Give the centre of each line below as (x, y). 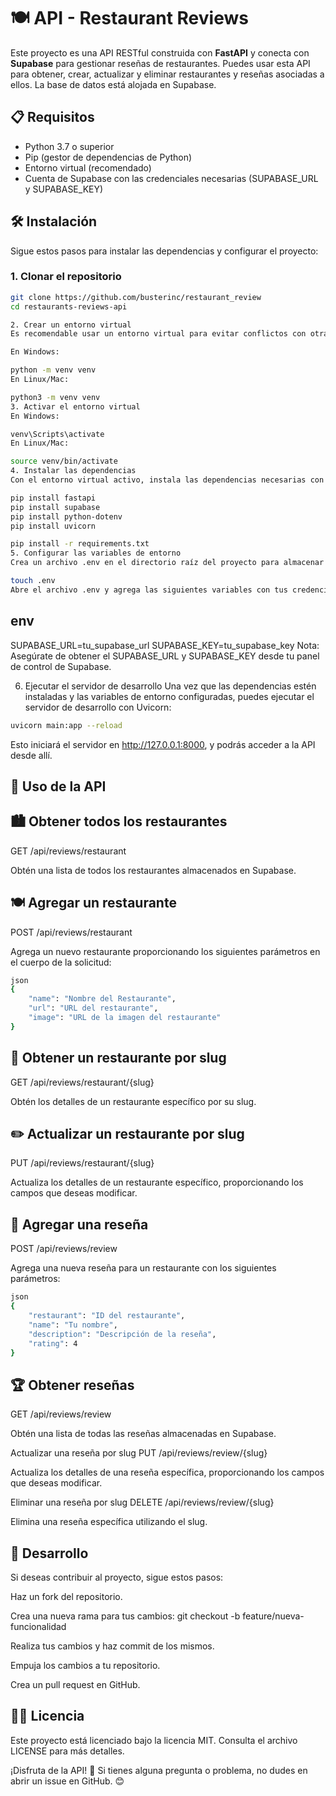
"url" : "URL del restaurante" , (93, 1008)
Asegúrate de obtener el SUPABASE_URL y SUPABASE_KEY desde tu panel (165, 656)
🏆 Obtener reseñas (72, 1385)
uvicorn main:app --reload (66, 725)
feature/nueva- (273, 1616)
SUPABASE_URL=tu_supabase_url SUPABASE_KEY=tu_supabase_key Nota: (165, 645)
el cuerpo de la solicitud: (61, 962)
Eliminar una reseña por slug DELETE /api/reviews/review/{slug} (142, 1502)
